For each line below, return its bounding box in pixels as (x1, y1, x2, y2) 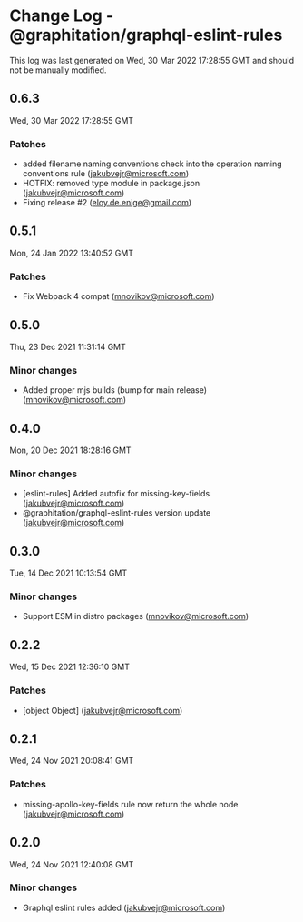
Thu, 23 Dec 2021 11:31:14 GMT (9, 341, 127, 352)
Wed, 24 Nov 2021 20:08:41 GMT (9, 756, 134, 767)
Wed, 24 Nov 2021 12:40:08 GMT (9, 858, 134, 869)
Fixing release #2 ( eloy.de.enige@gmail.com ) (22, 197, 192, 208)
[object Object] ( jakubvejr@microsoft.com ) (22, 705, 183, 716)
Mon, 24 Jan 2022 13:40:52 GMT (9, 247, 134, 258)
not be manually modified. (9, 65, 107, 75)
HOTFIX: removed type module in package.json (22, 178, 200, 189)
